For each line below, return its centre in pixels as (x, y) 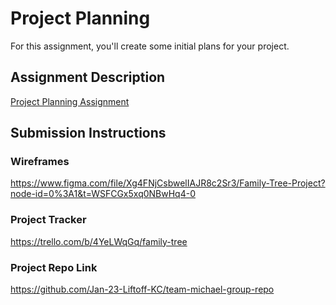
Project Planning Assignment (70, 101)
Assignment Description (88, 77)
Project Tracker (48, 220)
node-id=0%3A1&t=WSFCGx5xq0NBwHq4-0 (103, 194)
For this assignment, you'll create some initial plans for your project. (150, 46)
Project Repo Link (54, 267)
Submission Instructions (88, 133)
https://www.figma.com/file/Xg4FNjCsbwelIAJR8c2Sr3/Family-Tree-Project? (168, 183)
